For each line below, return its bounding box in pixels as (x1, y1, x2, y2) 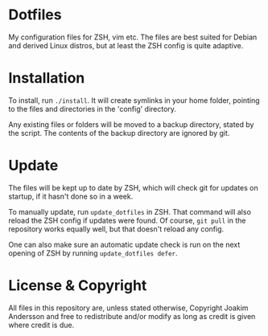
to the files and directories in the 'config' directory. (8, 104, 177, 113)
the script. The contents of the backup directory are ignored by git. (8, 128, 230, 137)
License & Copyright (8, 277, 147, 294)
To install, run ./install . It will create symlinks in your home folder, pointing (8, 95, 260, 105)
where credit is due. (8, 320, 75, 330)
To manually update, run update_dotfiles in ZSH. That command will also (8, 207, 252, 216)
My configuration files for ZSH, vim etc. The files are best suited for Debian (8, 32, 258, 42)
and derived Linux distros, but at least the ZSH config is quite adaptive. (8, 40, 244, 50)
